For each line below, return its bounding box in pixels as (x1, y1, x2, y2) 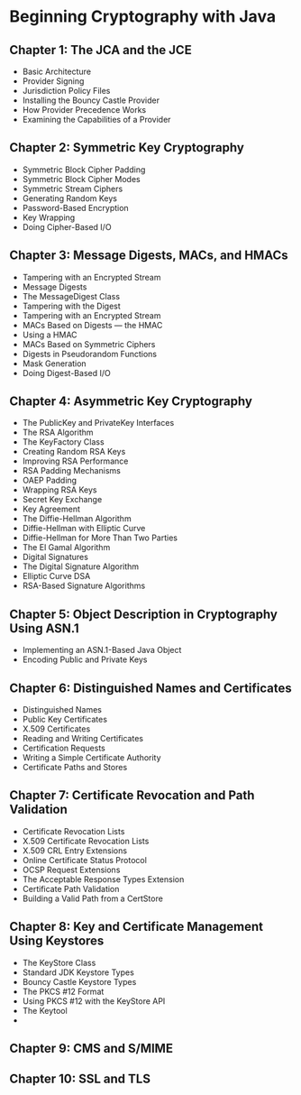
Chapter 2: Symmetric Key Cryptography (9, 140, 245, 155)
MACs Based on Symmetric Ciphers (22, 338, 156, 349)
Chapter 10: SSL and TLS (9, 1072, 151, 1087)
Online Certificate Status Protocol (22, 854, 147, 865)
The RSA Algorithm (22, 427, 94, 438)
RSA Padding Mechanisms (22, 465, 122, 476)
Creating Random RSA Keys (22, 446, 126, 457)
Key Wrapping (22, 212, 76, 223)
